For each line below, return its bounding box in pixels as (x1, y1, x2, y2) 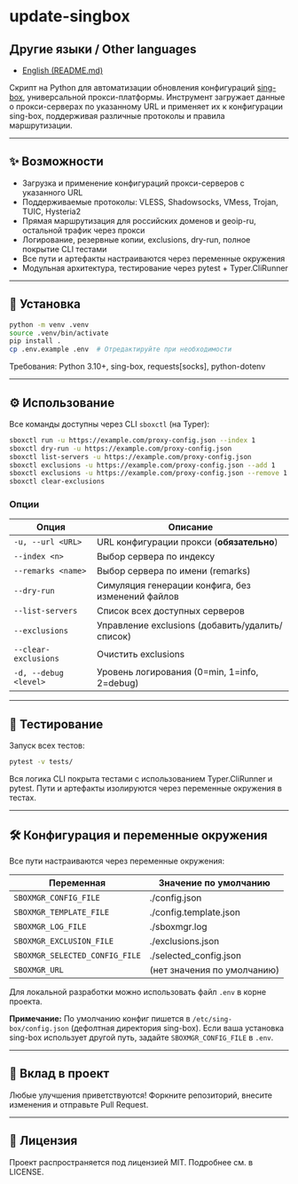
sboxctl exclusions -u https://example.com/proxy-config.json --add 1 (9, 460, 276, 470)
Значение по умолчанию (158, 877, 271, 889)
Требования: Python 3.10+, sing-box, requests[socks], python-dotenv (9, 362, 266, 372)
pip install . (9, 337, 62, 346)
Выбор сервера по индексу (97, 551, 216, 563)
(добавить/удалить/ (197, 619, 283, 632)
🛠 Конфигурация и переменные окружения (9, 828, 268, 843)
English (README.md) (21, 65, 104, 75)
